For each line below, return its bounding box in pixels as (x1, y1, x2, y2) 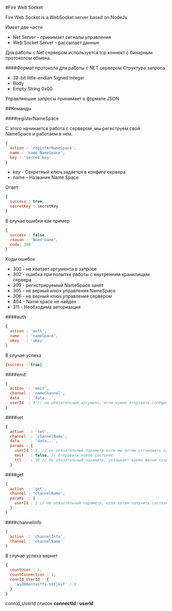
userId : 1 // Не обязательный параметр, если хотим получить (14, 500, 150, 506)
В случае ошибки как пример (5, 218, 70, 224)
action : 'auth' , (10, 329, 47, 334)
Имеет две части (5, 24, 42, 30)
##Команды (5, 106, 32, 112)
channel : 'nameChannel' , (10, 391, 66, 396)
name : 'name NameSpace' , (10, 150, 66, 155)
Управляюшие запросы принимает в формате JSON (5, 96, 119, 101)
